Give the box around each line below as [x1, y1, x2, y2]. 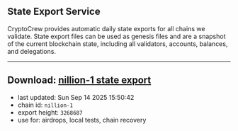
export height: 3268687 [17, 108, 83, 116]
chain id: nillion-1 [17, 101, 73, 109]
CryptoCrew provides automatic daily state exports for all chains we [7, 24, 205, 33]
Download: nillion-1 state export [7, 74, 152, 86]
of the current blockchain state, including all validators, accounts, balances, [7, 39, 228, 48]
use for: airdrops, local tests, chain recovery [17, 115, 147, 124]
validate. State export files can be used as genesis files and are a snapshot [7, 32, 226, 40]
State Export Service [7, 6, 101, 18]
